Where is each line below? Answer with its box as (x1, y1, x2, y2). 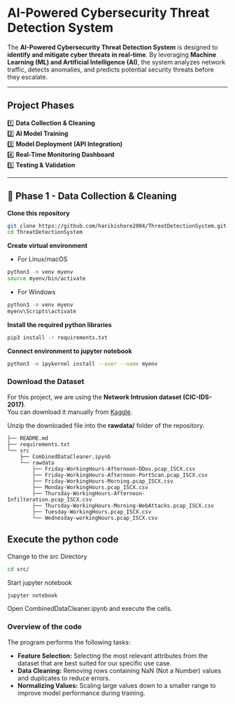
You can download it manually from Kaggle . (7, 408, 133, 416)
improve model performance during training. (17, 689, 145, 697)
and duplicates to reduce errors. (17, 674, 111, 682)
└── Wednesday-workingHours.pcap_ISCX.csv (32, 514, 158, 521)
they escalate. (7, 72, 48, 81)
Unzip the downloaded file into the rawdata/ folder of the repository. (7, 421, 205, 429)
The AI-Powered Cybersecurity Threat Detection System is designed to (7, 43, 218, 51)
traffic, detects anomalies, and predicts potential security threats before (7, 65, 215, 74)
